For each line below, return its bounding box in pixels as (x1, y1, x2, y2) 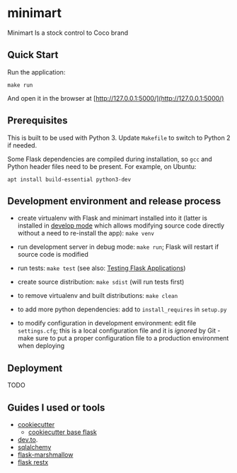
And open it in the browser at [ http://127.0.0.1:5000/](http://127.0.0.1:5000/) (7, 94, 224, 102)
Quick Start (7, 49, 59, 61)
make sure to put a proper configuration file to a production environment (17, 334, 229, 343)
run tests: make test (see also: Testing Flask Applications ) (17, 264, 186, 272)
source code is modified (17, 250, 88, 259)
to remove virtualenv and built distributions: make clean (17, 291, 178, 300)
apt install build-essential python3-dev (7, 176, 132, 183)
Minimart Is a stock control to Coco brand (7, 28, 129, 37)
